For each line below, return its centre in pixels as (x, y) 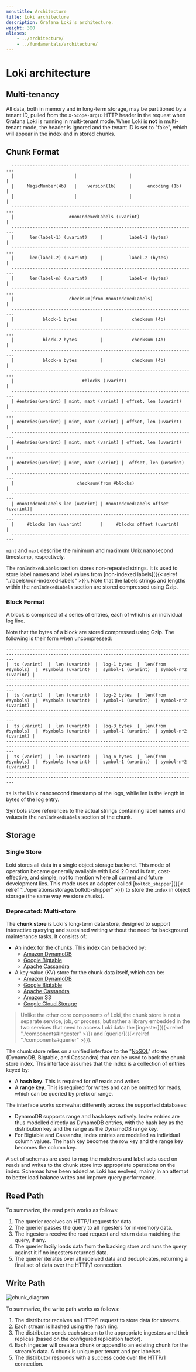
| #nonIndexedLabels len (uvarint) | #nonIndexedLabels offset (90, 504)
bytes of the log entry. (33, 799)
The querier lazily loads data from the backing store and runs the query (101, 1246)
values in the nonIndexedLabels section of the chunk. (69, 817)
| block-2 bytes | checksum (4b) (89, 340)
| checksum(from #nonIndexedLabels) (82, 299)
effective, (18, 877)
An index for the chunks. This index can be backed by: (80, 947)
